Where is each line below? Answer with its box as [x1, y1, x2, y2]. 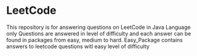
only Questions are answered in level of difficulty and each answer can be [6, 30, 192, 37]
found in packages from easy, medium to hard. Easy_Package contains [6, 36, 183, 43]
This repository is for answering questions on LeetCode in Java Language [6, 23, 191, 31]
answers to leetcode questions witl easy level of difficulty [6, 43, 150, 50]
